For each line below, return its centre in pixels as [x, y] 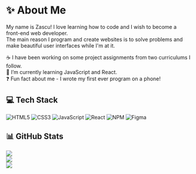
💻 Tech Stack [32, 100]
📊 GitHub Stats [35, 137]
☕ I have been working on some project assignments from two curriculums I [98, 57]
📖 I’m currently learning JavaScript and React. [62, 72]
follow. [14, 66]
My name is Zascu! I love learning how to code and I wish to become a [92, 26]
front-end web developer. [37, 33]
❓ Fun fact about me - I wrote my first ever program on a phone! [83, 78]
